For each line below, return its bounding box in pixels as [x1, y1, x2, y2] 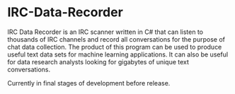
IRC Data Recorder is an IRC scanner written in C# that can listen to [7, 28, 204, 36]
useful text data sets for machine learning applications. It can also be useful [7, 50, 229, 59]
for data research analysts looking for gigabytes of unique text [7, 57, 190, 66]
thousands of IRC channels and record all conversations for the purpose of [7, 35, 225, 43]
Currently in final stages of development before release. [7, 78, 171, 87]
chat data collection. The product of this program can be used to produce [7, 42, 222, 51]
